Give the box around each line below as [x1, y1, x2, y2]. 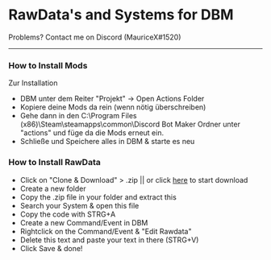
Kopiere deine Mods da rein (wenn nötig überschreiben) [19, 102, 206, 112]
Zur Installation [8, 78, 58, 88]
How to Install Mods [8, 60, 88, 71]
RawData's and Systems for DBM [8, 6, 234, 24]
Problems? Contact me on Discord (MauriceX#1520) [8, 32, 181, 42]
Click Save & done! [19, 243, 83, 253]
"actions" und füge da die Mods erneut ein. [19, 128, 164, 138]
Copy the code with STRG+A [19, 209, 116, 219]
